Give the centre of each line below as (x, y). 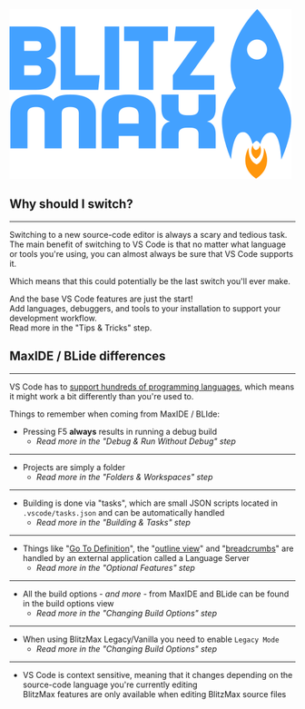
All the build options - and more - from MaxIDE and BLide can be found (156, 594)
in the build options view (69, 603)
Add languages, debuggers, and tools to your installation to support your (145, 308)
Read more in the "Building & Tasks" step (113, 522)
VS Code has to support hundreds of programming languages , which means (152, 387)
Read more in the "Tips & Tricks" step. (81, 328)
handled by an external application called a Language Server (136, 557)
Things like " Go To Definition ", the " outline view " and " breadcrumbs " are (158, 548)
